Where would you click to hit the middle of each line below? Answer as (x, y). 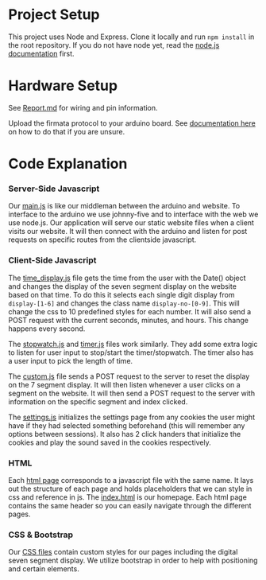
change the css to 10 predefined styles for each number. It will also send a (130, 311)
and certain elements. (44, 569)
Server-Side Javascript (54, 189)
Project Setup (54, 15)
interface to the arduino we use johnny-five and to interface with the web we (133, 214)
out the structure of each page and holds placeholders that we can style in (130, 489)
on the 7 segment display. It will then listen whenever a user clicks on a (124, 384)
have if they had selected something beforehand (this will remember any (127, 425)
